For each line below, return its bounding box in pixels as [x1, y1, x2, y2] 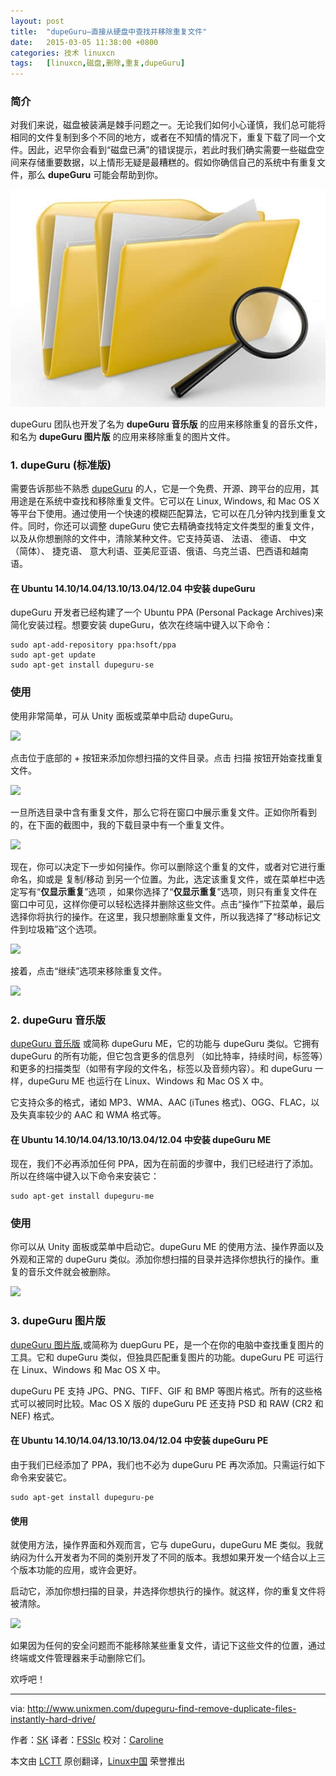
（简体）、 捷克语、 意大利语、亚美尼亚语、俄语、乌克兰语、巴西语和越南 [10, 545, 309, 557]
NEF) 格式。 [10, 1410, 60, 1422]
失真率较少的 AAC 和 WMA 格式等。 [18, 1108, 167, 1120]
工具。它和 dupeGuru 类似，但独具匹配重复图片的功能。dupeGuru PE [10, 1351, 295, 1363]
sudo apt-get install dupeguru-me [10, 1191, 155, 1202]
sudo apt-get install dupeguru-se [10, 660, 155, 670]
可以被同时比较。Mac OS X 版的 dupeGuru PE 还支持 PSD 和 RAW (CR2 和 [18, 1397, 324, 1409]
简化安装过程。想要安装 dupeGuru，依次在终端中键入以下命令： [10, 619, 273, 631]
